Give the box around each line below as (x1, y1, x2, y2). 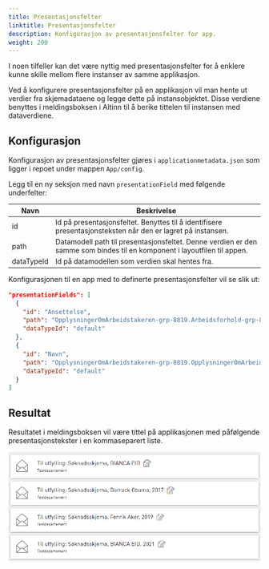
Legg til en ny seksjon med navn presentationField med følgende (8, 180, 226, 189)
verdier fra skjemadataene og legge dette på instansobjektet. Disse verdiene (8, 94, 261, 103)
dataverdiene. (8, 111, 54, 120)
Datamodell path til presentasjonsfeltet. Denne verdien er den (55, 237, 258, 247)
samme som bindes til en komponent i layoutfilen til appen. (55, 245, 248, 256)
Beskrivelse (135, 205, 177, 216)
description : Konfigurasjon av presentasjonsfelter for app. (8, 30, 217, 38)
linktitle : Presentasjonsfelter (8, 21, 116, 30)
